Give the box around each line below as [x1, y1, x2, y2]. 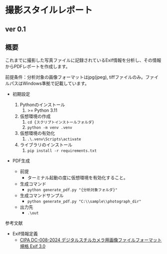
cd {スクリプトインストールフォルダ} [27, 120, 95, 125]
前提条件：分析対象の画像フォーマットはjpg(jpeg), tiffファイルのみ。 [5, 74, 146, 80]
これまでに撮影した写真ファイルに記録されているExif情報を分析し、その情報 [5, 57, 162, 63]
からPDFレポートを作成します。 [5, 64, 70, 70]
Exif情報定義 [12, 231, 38, 237]
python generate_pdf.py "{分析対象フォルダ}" [27, 187, 118, 193]
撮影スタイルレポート [5, 5, 93, 16]
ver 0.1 [5, 25, 26, 33]
